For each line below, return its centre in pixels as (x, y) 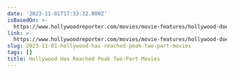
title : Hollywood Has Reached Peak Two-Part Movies (84, 59)
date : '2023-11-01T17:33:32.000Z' (57, 14)
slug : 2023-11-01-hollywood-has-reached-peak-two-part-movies (99, 46)
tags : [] (20, 53)
